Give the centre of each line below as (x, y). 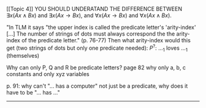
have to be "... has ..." (33, 93)
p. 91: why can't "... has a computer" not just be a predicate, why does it (97, 86)
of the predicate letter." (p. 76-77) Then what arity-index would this (106, 40)
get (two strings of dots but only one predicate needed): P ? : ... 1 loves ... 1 (97, 48)
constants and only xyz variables (48, 74)
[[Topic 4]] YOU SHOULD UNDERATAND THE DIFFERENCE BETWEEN (94, 9)
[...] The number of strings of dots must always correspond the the (91, 34)
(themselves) (23, 56)
